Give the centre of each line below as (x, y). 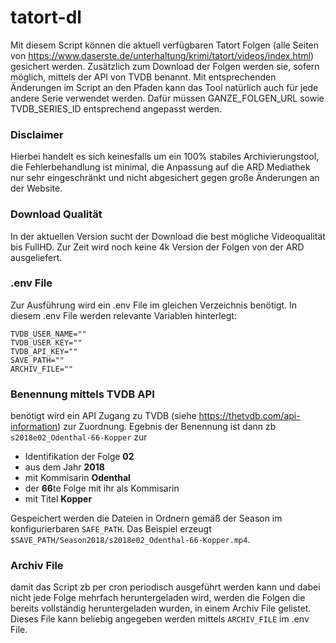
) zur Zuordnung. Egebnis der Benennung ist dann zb (167, 427)
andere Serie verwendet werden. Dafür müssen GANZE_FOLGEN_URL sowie (167, 98)
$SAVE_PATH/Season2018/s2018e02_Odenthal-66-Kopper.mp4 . (130, 540)
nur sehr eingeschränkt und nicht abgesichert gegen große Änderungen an (165, 178)
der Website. (36, 188)
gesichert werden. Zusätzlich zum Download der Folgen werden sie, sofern (165, 66)
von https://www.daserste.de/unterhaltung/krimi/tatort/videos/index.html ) (162, 55)
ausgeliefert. (36, 257)
